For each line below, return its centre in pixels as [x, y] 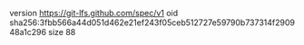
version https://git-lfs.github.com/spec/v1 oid [94, 13]
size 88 [62, 32]
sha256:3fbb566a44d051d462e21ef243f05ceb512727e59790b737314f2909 [152, 22]
